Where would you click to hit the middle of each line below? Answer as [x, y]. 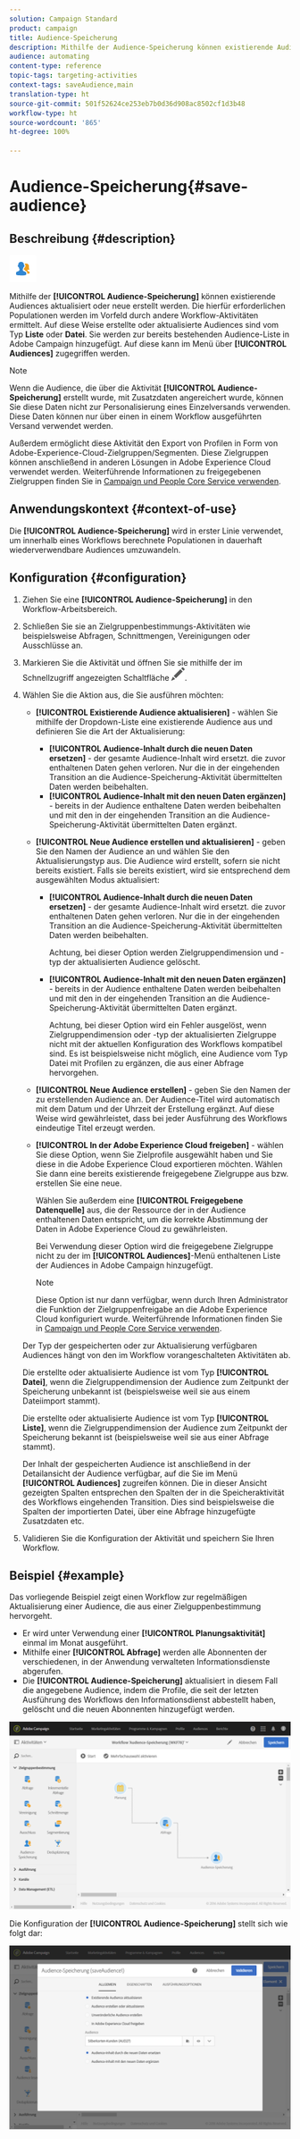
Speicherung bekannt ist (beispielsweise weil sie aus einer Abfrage [146, 1437]
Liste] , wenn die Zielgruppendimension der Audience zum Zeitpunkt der [155, 1427]
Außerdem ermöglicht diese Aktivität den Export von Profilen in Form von [144, 443]
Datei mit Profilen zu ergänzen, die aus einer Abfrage [146, 1062]
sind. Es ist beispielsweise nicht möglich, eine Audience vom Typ [168, 1053]
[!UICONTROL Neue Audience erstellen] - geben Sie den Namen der [163, 1089]
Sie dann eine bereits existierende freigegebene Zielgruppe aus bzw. [162, 1173]
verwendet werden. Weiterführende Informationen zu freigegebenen [135, 472]
